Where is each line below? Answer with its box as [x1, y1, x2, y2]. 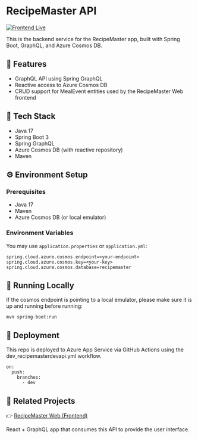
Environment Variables [6, 228, 74, 237]
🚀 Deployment [6, 330, 59, 341]
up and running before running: [6, 302, 83, 310]
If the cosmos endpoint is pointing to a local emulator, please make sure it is [6, 296, 192, 304]
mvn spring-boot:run [6, 314, 58, 320]
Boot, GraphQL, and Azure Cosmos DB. [6, 42, 103, 49]
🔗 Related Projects [6, 395, 76, 406]
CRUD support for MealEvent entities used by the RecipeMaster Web [14, 88, 184, 95]
